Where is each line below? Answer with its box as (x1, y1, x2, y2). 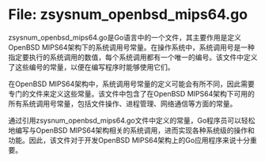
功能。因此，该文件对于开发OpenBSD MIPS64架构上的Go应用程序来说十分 (8, 135, 251, 145)
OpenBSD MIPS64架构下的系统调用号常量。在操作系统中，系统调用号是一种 (8, 42, 255, 52)
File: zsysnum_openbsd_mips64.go (8, 6, 248, 24)
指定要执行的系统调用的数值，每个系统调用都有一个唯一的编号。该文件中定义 (8, 52, 258, 62)
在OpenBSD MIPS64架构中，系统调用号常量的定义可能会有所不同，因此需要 (8, 79, 255, 89)
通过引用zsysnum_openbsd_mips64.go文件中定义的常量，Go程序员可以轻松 (8, 115, 256, 125)
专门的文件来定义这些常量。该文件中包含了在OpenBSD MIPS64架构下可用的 (8, 89, 255, 98)
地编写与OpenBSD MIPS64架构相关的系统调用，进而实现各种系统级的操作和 (8, 125, 255, 135)
